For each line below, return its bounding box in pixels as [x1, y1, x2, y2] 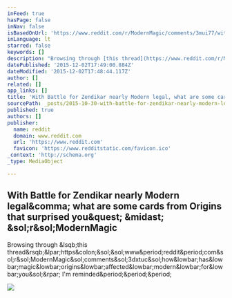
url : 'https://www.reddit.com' [13, 139, 104, 146]
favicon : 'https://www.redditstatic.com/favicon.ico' [13, 145, 171, 152]
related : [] [7, 81, 41, 88]
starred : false [7, 42, 51, 49]
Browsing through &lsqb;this [7, 240, 88, 249]
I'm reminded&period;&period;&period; [61, 270, 173, 278]
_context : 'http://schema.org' [7, 151, 97, 159]
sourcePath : [7, 100, 41, 107]
